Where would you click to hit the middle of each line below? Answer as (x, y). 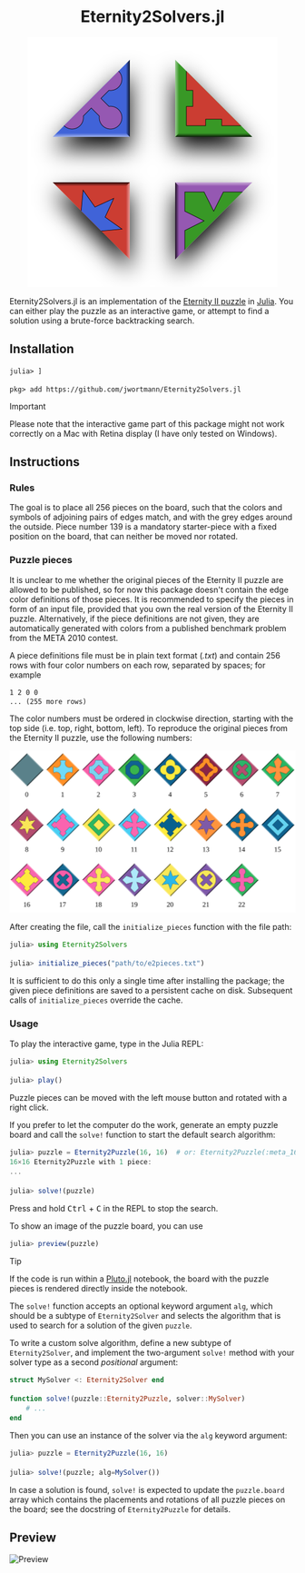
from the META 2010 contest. (64, 638)
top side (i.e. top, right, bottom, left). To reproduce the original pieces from (149, 727)
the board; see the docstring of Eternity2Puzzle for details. (120, 1509)
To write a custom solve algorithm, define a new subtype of (120, 1342)
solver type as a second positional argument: (94, 1362)
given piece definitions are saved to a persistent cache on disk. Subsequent (151, 991)
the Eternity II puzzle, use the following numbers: (101, 737)
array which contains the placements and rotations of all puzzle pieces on (148, 1499)
